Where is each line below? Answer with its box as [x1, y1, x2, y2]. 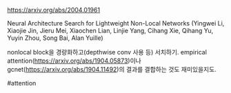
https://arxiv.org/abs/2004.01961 [7, 6, 101, 14]
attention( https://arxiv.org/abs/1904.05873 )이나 [7, 56, 141, 65]
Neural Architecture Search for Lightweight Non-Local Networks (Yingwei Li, [7, 19, 225, 27]
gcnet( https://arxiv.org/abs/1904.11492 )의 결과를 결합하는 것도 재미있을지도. [7, 65, 217, 73]
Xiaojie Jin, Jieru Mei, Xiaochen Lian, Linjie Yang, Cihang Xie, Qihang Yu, [7, 27, 214, 34]
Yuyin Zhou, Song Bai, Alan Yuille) [7, 34, 103, 42]
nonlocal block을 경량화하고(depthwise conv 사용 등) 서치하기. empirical [7, 48, 207, 56]
